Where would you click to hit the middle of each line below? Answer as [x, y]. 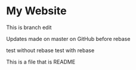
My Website [36, 11]
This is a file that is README [41, 62]
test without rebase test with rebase [50, 50]
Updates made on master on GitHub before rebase [68, 39]
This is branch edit [29, 27]
